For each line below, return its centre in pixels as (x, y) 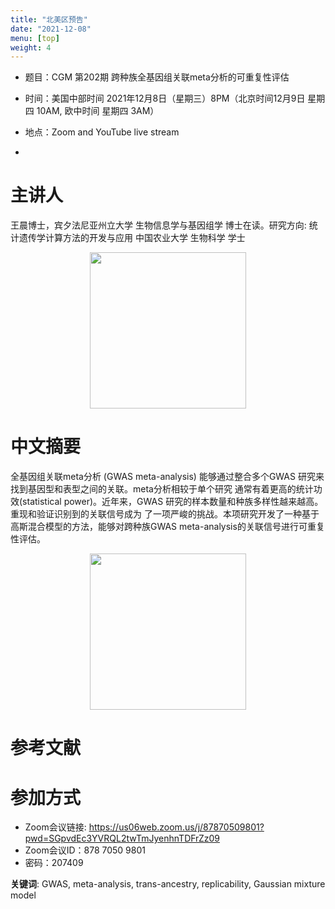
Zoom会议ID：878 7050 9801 (85, 850)
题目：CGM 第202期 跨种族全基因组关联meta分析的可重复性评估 (157, 77)
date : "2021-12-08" (51, 29)
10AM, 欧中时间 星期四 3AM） (98, 111)
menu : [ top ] (35, 38)
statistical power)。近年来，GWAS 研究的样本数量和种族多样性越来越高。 (173, 502)
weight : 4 (31, 47)
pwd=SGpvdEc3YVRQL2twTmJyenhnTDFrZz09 (122, 838)
